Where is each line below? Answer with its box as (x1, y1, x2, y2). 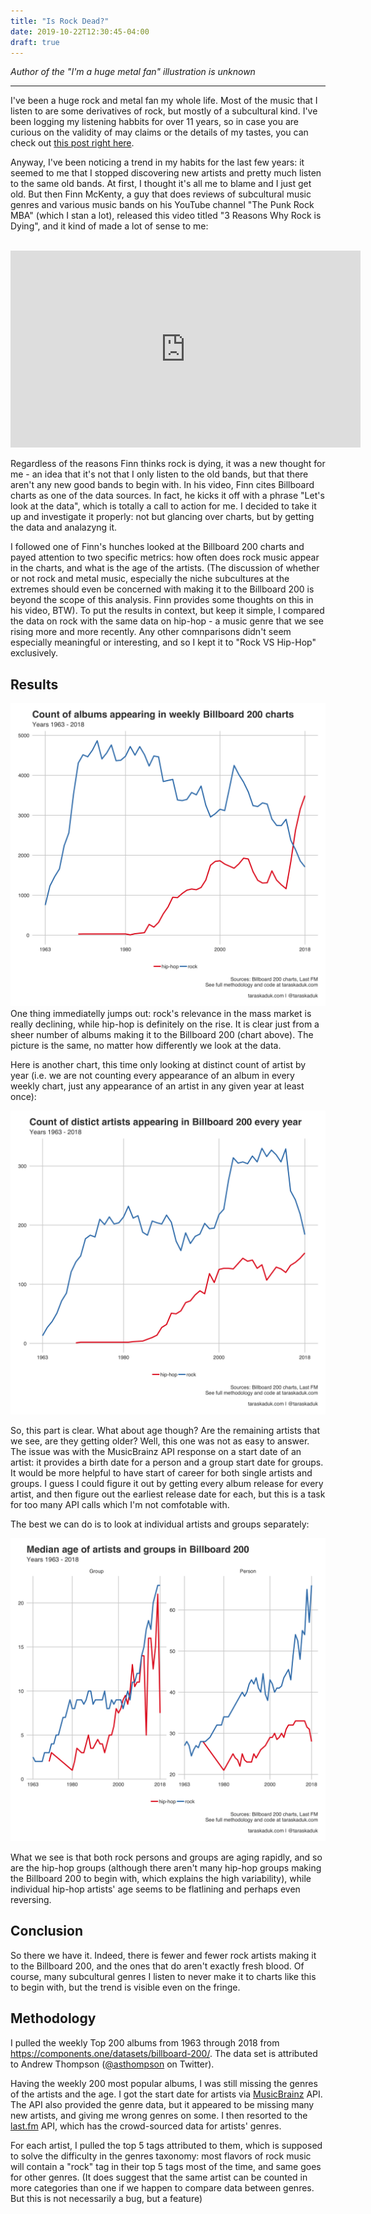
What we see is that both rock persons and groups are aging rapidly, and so (10, 1851, 323, 1864)
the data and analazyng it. (10, 521, 118, 534)
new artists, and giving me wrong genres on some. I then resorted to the (10, 2109, 308, 2121)
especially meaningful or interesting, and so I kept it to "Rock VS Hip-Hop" (10, 636, 317, 649)
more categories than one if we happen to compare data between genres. (10, 2181, 315, 2194)
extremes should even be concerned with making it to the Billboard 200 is (10, 583, 315, 595)
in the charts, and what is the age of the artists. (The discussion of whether (10, 562, 320, 574)
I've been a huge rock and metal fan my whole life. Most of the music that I (10, 95, 318, 107)
